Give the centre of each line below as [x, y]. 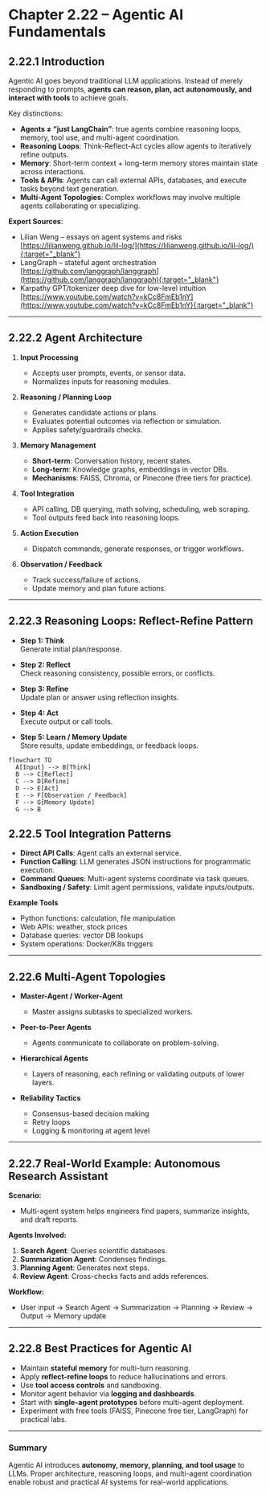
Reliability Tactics [50, 1098]
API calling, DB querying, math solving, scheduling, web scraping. [141, 509]
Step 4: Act [39, 713]
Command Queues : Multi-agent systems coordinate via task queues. [135, 879]
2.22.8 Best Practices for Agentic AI [100, 1348]
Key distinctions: [36, 113]
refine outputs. [44, 155]
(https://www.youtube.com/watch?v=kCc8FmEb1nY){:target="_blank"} [137, 305]
